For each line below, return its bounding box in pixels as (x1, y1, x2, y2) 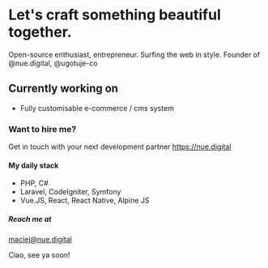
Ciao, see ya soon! (8, 250, 70, 260)
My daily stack (8, 160, 59, 170)
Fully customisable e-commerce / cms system (19, 103, 174, 113)
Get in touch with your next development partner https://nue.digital (8, 142, 232, 151)
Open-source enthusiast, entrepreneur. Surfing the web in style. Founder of (8, 49, 261, 59)
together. (8, 23, 72, 41)
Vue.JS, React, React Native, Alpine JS (19, 196, 150, 206)
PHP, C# (19, 178, 49, 188)
